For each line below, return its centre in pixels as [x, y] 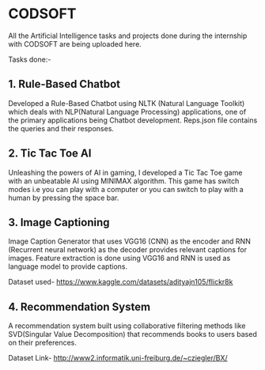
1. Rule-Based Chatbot [64, 84]
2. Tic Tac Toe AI [50, 154]
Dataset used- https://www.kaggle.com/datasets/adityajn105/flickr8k [121, 282]
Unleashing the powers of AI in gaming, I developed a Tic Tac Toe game [125, 172]
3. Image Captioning [59, 222]
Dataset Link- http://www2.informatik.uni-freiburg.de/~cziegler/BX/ [118, 358]
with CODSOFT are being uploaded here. [75, 43]
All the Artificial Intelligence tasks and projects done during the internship [128, 36]
